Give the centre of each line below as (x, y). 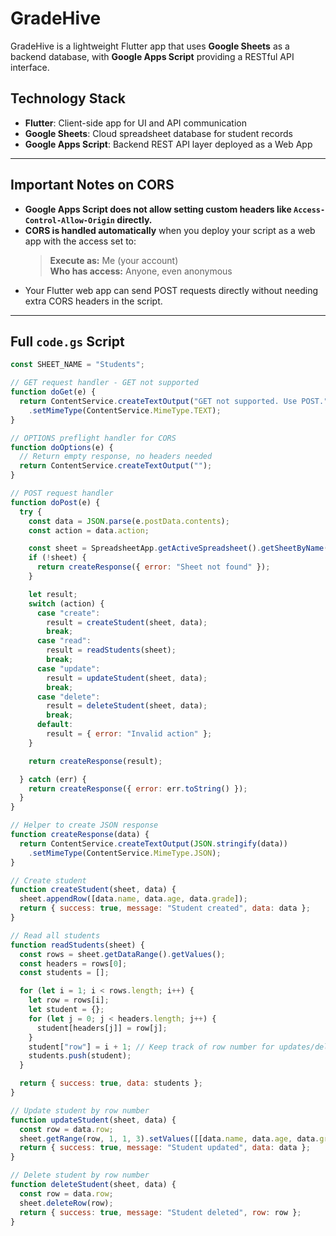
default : (55, 725)
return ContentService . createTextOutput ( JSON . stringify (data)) (153, 843)
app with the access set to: (80, 241)
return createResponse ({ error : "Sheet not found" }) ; (153, 567)
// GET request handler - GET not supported (104, 383)
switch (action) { (66, 603)
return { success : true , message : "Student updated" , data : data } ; (165, 1148)
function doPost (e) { (55, 502)
